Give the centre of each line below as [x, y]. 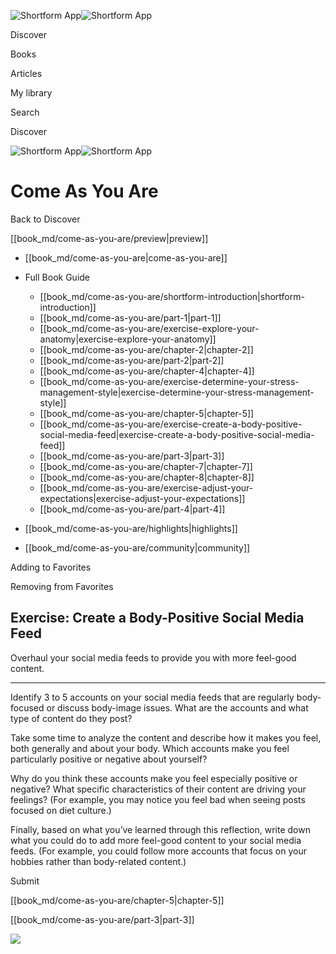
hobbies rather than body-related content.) [98, 861]
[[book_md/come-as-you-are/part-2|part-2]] [132, 360]
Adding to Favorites [51, 567]
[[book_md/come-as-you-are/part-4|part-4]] [132, 509]
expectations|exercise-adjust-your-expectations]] [142, 498]
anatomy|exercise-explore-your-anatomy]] [128, 339]
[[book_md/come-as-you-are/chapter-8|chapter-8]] [147, 477]
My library [31, 93]
